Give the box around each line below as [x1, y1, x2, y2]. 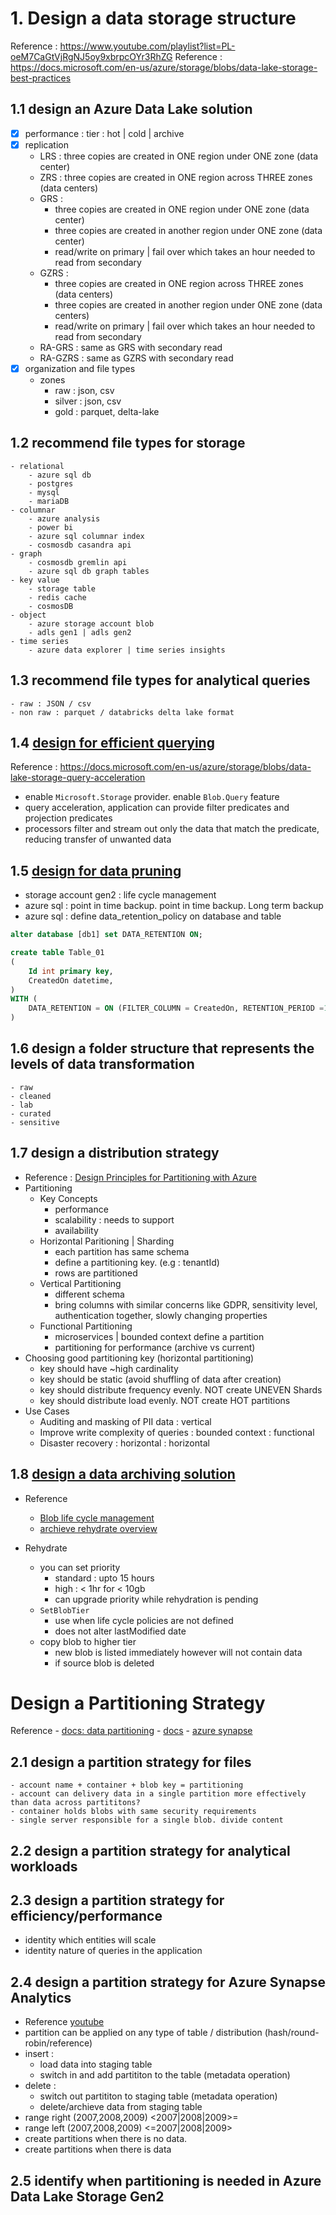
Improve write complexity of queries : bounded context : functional [39, 1426, 315, 1438]
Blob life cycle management [39, 1512, 155, 1524]
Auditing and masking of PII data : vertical [39, 1415, 212, 1427]
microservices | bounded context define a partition [54, 1330, 265, 1342]
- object [10, 610, 47, 620]
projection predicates [24, 812, 113, 824]
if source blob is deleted [54, 1657, 155, 1669]
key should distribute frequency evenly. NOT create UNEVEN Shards [39, 1383, 323, 1396]
